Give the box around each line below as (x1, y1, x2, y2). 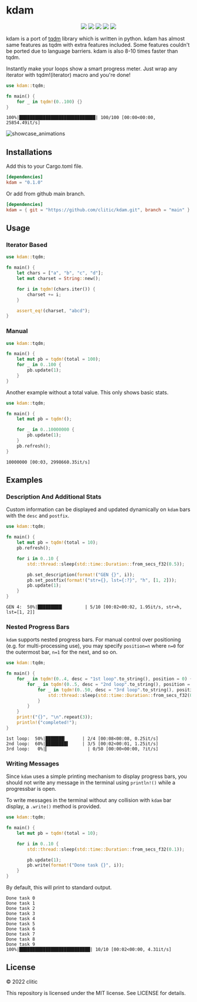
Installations (6, 147, 53, 157)
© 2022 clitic (6, 978, 38, 985)
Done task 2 (6, 906, 35, 912)
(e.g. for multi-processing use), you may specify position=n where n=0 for (6, 642, 185, 649)
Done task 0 (6, 895, 35, 901)
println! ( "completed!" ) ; (16, 720, 77, 726)
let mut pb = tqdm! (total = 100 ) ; (16, 356, 101, 363)
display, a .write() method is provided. (6, 803, 101, 810)
